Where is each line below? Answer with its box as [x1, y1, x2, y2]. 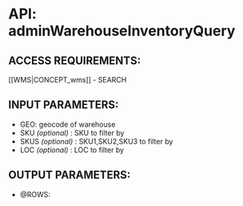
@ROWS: [19, 189, 50, 199]
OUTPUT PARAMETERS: [8, 168, 131, 182]
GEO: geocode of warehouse [19, 119, 116, 129]
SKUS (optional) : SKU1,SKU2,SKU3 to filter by [19, 136, 173, 146]
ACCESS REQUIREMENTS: [8, 54, 141, 67]
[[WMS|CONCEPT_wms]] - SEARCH [8, 75, 127, 84]
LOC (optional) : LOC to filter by [19, 145, 125, 155]
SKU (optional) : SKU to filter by [19, 127, 125, 137]
